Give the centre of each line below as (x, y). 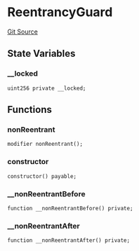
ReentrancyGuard (60, 12)
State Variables (41, 54)
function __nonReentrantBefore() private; (70, 208)
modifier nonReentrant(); (45, 144)
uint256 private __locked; (47, 88)
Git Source (23, 32)
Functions (30, 110)
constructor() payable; (42, 176)
